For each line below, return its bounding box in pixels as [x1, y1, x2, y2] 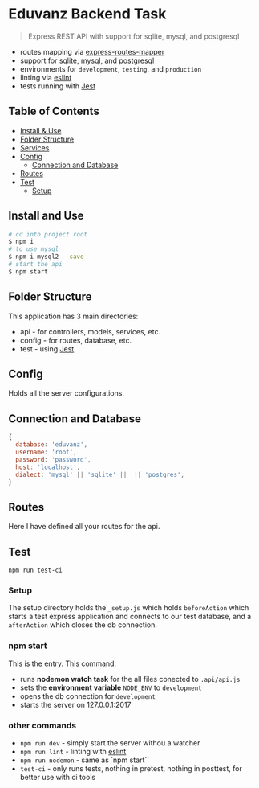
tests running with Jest [19, 81, 96, 91]
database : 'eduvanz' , [15, 441, 88, 449]
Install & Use [19, 125, 62, 135]
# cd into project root [8, 230, 88, 238]
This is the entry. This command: [8, 659, 117, 668]
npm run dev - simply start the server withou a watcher [19, 737, 200, 748]
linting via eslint [19, 72, 72, 82]
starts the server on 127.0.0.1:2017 [19, 700, 132, 709]
